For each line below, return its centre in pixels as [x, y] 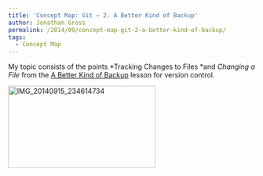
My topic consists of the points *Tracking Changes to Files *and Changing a [131, 66]
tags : [17, 37]
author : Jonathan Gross [47, 23]
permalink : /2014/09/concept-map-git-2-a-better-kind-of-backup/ [117, 30]
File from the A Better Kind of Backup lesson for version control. [111, 75]
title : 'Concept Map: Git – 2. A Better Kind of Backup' [103, 15]
